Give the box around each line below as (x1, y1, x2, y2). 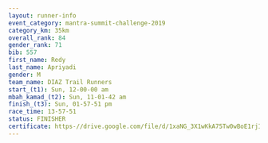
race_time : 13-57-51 (8, 108, 77, 116)
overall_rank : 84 (8, 33, 66, 42)
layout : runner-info (8, 11, 77, 20)
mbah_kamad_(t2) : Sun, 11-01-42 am (8, 93, 127, 101)
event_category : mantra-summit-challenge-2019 (8, 19, 166, 27)
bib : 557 (8, 48, 37, 56)
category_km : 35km (8, 26, 69, 34)
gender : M (8, 71, 41, 79)
